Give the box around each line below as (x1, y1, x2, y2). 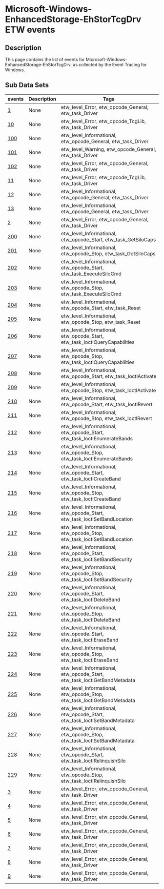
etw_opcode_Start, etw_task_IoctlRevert (61, 401, 153, 408)
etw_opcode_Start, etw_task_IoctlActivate (61, 372, 157, 379)
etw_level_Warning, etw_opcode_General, (61, 145, 156, 152)
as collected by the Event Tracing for (73, 62, 147, 67)
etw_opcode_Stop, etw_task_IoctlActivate (61, 387, 156, 393)
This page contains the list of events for (5, 57, 85, 62)
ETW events (5, 24, 55, 35)
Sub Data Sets (5, 81, 49, 89)
